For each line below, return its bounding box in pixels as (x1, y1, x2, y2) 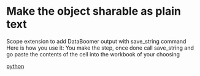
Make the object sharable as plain (6, 4, 182, 18)
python (6, 63, 25, 70)
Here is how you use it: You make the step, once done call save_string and (6, 44, 194, 51)
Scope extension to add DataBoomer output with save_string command (6, 37, 187, 45)
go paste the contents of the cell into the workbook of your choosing (6, 50, 180, 58)
